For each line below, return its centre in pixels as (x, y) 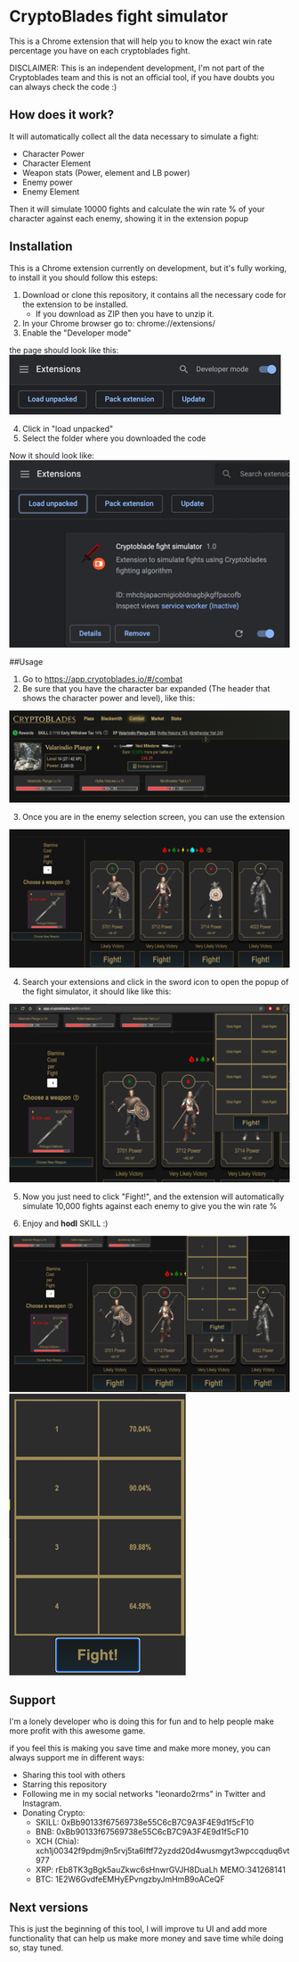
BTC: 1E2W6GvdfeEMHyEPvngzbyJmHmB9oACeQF (130, 1879)
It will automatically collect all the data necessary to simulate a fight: (134, 137)
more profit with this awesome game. (77, 1731)
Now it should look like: (52, 455)
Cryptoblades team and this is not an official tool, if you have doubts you (142, 77)
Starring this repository (65, 1784)
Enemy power (47, 182)
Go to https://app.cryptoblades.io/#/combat (102, 679)
